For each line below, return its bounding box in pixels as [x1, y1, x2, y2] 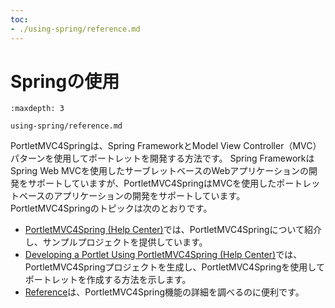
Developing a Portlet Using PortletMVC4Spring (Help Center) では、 [24, 249, 303, 261]
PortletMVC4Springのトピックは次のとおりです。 [10, 202, 213, 215]
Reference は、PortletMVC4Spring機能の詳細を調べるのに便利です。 [24, 286, 305, 298]
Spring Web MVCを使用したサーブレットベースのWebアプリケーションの [10, 165, 309, 177]
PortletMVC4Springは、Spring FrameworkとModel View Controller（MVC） [10, 140, 322, 152]
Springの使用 [10, 70, 120, 93]
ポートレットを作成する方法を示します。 [24, 274, 192, 286]
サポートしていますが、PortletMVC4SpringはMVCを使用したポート [27, 177, 303, 190]
